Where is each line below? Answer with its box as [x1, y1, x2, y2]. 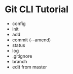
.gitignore [12, 53, 32, 59]
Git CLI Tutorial [5, 4, 69, 15]
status [12, 42, 25, 48]
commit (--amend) [12, 37, 51, 43]
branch [12, 58, 27, 64]
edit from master [12, 64, 47, 70]
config [12, 20, 26, 27]
